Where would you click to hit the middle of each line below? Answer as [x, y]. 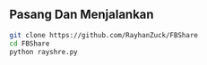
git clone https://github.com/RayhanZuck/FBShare [104, 35]
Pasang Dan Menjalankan [82, 15]
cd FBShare [30, 44]
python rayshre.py [43, 52]
